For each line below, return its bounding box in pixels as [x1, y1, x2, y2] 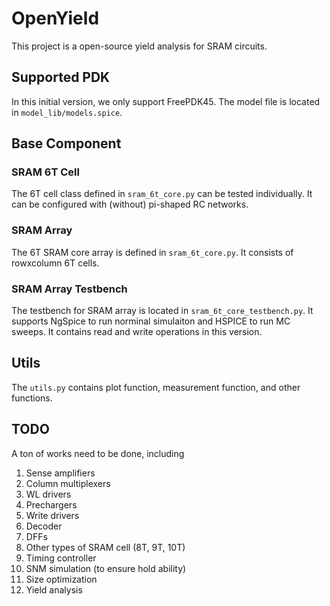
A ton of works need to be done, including [11, 447, 185, 459]
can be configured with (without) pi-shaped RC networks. [11, 198, 249, 211]
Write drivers [25, 509, 80, 521]
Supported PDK [11, 69, 111, 86]
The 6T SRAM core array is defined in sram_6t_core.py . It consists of [11, 246, 294, 258]
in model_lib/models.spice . [11, 106, 123, 118]
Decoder [25, 520, 63, 532]
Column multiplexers [25, 477, 111, 489]
